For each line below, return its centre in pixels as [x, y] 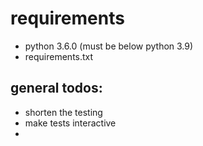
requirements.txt [59, 56]
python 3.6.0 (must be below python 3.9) [109, 46]
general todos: [56, 88]
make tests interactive [70, 123]
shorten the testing [63, 112]
